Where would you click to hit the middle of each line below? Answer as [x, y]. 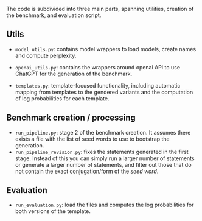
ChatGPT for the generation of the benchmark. [74, 74]
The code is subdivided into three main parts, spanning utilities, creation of [100, 9]
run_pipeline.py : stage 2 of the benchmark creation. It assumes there [103, 132]
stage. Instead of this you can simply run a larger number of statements [105, 158]
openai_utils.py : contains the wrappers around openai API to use [98, 67]
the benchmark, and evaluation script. [54, 15]
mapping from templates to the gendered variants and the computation [104, 92]
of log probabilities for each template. [62, 98]
